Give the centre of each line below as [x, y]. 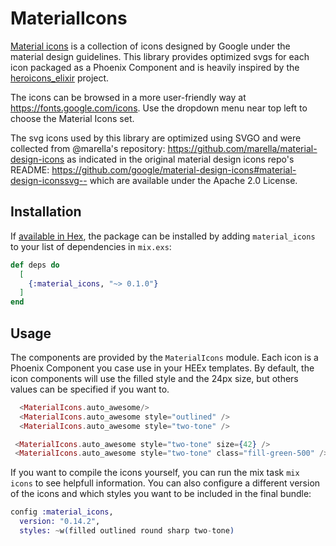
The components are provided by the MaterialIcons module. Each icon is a [164, 357]
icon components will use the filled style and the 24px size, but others [154, 378]
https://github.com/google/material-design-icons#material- [174, 169]
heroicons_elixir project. [60, 78]
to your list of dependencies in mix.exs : [91, 246]
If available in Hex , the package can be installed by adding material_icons [163, 236]
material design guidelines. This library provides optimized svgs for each [160, 56]
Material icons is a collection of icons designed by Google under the [150, 46]
